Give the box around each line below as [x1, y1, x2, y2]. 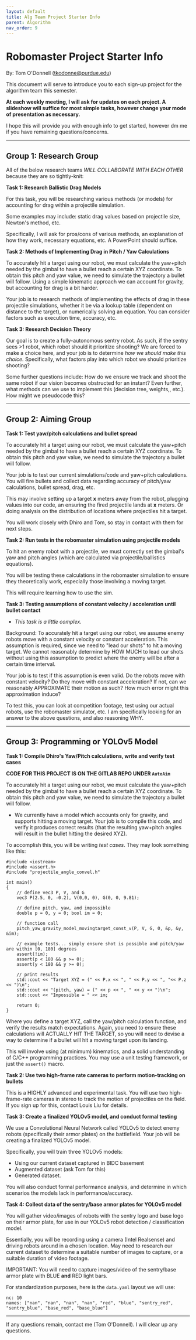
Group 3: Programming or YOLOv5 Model [6, 737, 159, 747]
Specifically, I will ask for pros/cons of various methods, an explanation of [6, 231, 184, 237]
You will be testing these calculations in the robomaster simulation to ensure [6, 572, 189, 579]
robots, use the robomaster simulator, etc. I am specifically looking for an [6, 708, 182, 715]
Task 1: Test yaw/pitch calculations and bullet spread [6, 430, 138, 437]
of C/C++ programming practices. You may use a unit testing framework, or [6, 1054, 188, 1061]
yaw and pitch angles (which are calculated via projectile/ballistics [6, 554, 166, 561]
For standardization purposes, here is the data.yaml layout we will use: [6, 1283, 176, 1290]
